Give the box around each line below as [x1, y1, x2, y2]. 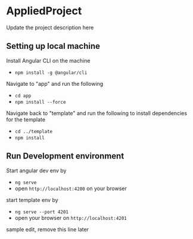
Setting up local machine [6, 41, 100, 51]
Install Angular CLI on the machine [6, 57, 91, 64]
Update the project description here [6, 24, 94, 31]
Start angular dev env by [6, 167, 67, 174]
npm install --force [14, 99, 66, 105]
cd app [14, 92, 32, 99]
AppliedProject [6, 4, 82, 18]
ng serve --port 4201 [14, 209, 69, 215]
